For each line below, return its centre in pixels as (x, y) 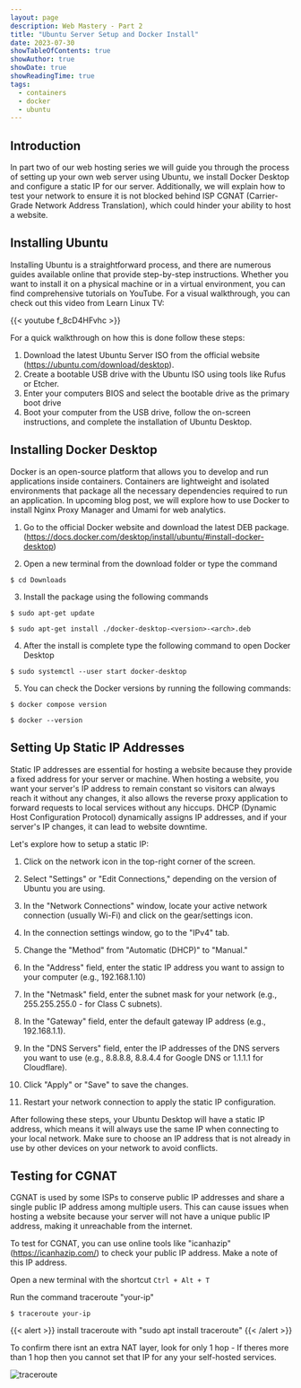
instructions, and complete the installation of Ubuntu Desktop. (138, 422)
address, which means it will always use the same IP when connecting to (145, 1129)
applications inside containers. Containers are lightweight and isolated (140, 481)
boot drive (42, 402)
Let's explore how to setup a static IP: (80, 843)
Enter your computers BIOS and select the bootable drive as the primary (156, 393)
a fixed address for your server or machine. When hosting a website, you (145, 779)
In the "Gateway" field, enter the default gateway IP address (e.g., (145, 1021)
